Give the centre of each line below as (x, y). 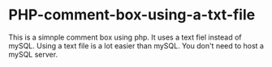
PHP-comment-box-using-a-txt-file (132, 15)
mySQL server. (33, 54)
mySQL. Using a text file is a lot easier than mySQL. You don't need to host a (136, 45)
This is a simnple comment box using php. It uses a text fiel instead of (125, 37)
